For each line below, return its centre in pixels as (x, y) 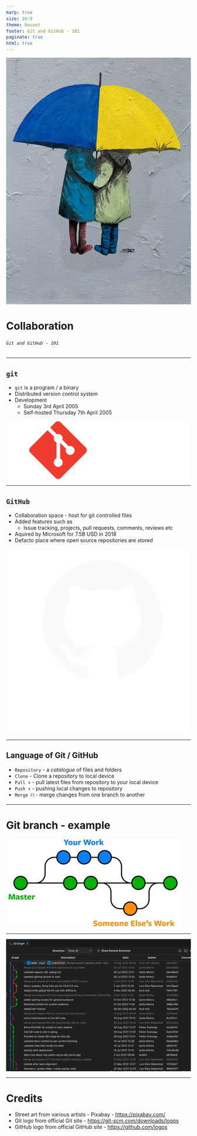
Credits (24, 1098)
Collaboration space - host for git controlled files (73, 515)
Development (31, 400)
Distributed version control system (56, 394)
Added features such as (43, 521)
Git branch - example (58, 825)
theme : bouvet (23, 25)
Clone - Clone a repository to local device (64, 776)
